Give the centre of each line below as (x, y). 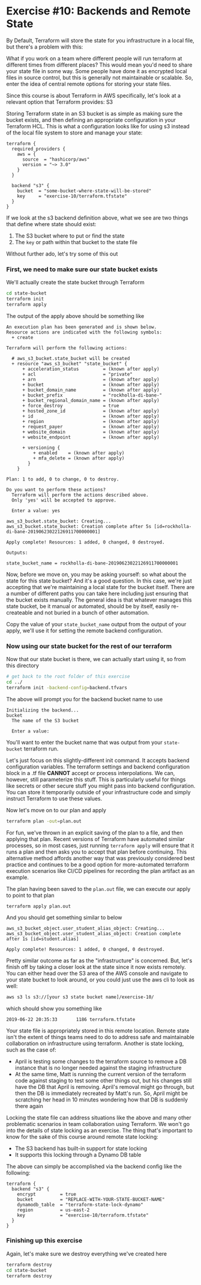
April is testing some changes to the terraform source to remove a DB (101, 1061)
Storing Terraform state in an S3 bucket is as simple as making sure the (94, 113)
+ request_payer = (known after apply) (91, 427)
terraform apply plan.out (38, 906)
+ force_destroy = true (70, 406)
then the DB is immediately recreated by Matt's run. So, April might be (101, 1093)
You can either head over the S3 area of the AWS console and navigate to (97, 973)
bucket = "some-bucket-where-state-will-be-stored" (84, 191)
